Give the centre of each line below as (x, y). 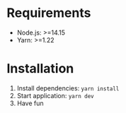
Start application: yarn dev (55, 95)
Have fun (30, 103)
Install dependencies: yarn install (68, 88)
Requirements (49, 13)
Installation (40, 69)
